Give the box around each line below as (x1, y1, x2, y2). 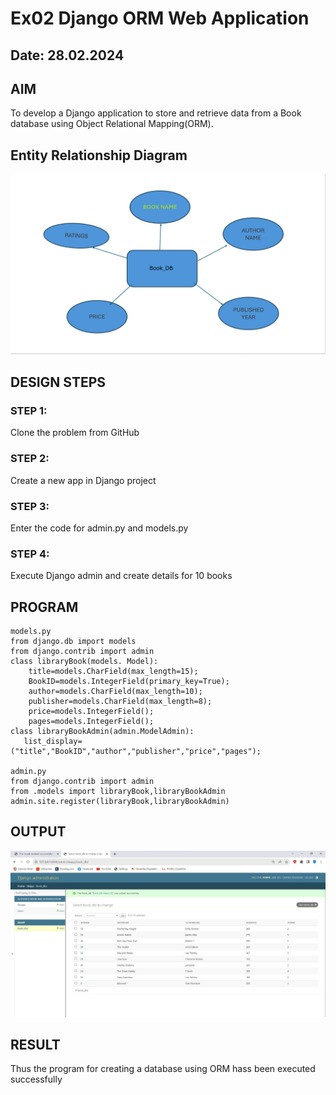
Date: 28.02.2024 (10, 47, 125, 64)
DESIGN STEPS (10, 374, 107, 391)
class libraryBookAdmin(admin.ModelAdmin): (10, 727, 195, 737)
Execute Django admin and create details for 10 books (10, 570, 233, 582)
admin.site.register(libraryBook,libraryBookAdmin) (10, 797, 230, 807)
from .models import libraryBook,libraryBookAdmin (10, 787, 226, 797)
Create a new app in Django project (10, 474, 157, 486)
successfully (10, 1073, 63, 1086)
